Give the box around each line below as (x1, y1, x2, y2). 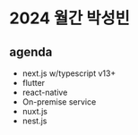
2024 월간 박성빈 (9, 8, 130, 29)
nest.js (22, 115, 47, 126)
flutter (22, 78, 46, 88)
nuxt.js (22, 106, 47, 116)
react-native (22, 87, 68, 97)
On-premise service (22, 97, 97, 107)
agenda (9, 44, 53, 59)
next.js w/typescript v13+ (22, 68, 116, 79)
